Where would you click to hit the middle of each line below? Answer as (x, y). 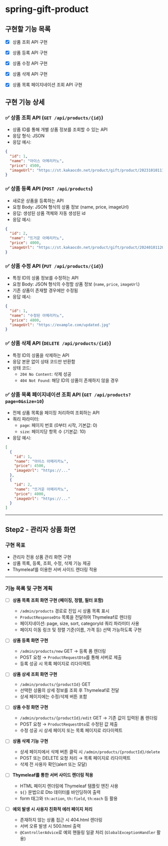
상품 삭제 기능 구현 (30, 741)
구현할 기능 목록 (28, 29)
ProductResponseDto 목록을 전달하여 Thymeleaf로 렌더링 (76, 617)
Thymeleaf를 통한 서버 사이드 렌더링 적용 (53, 775)
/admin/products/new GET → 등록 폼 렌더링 (63, 651)
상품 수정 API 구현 (30, 63)
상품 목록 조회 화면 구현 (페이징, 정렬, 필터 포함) (58, 600)
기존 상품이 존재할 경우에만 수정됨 (45, 291)
